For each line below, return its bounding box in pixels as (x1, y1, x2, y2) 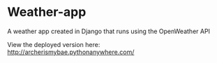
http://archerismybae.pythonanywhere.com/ (7, 48, 135, 56)
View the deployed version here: (7, 40, 100, 48)
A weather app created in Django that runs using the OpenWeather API (7, 27, 211, 35)
